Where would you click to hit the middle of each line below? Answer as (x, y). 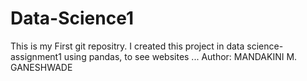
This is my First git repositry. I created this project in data (127, 46)
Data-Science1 (72, 18)
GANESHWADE (41, 67)
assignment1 (36, 56)
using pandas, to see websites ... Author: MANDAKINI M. (180, 56)
